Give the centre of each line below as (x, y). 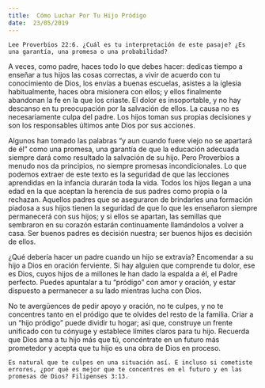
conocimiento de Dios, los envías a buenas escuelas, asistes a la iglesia (125, 83)
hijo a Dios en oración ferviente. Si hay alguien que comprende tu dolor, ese (132, 265)
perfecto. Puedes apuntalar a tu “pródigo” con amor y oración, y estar (122, 282)
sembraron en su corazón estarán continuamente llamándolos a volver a (126, 224)
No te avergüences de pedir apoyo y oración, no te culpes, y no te (116, 306)
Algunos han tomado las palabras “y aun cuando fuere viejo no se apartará (130, 140)
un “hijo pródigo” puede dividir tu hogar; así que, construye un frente (121, 322)
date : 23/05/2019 (38, 23)
